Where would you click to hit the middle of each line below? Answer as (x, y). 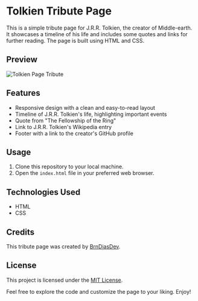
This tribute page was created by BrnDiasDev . (63, 246)
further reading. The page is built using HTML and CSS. (75, 40)
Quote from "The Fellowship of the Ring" (65, 120)
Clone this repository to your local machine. (69, 166)
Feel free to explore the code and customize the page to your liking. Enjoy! (99, 291)
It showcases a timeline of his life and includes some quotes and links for (97, 34)
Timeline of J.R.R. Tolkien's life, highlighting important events (91, 114)
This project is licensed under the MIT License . (65, 280)
